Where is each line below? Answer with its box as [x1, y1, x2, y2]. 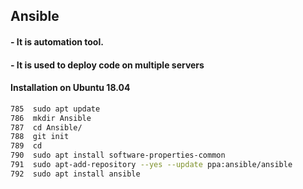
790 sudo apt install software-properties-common [10, 150, 226, 161]
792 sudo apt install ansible [10, 169, 141, 179]
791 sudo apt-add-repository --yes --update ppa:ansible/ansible [10, 160, 293, 170]
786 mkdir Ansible [10, 113, 92, 123]
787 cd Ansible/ [10, 122, 83, 133]
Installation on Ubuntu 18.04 [10, 82, 131, 94]
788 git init [10, 132, 70, 142]
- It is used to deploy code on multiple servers [10, 59, 205, 71]
